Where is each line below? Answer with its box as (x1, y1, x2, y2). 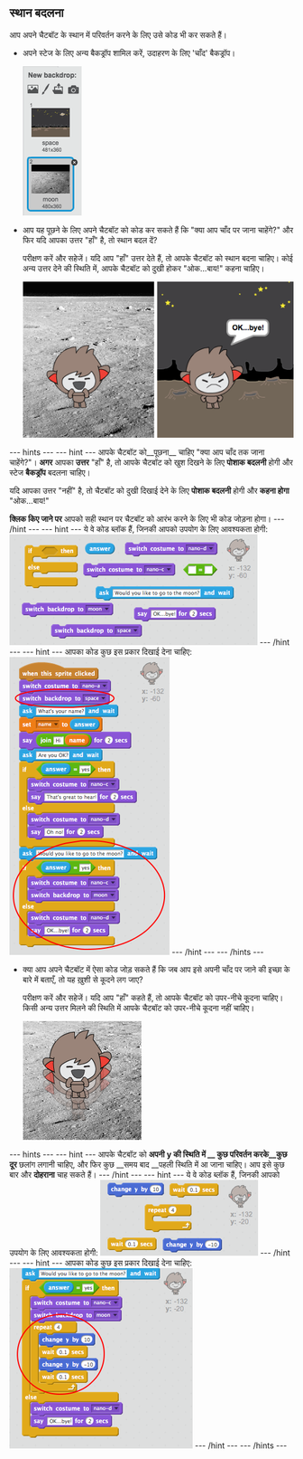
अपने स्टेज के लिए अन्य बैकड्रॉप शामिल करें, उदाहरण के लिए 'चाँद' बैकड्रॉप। (22, 47, 236, 58)
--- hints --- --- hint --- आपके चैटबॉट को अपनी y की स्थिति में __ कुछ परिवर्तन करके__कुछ (9, 1149, 288, 1160)
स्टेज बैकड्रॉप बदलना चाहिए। (9, 467, 91, 478)
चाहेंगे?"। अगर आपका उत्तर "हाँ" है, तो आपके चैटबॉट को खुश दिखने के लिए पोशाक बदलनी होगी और (9, 457, 293, 468)
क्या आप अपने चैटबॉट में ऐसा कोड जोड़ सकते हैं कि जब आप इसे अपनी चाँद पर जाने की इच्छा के (22, 963, 290, 974)
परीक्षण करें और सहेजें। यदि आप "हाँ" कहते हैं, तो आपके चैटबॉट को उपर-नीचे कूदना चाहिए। (22, 992, 284, 1003)
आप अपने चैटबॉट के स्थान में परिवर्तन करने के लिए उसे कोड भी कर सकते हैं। (9, 29, 227, 40)
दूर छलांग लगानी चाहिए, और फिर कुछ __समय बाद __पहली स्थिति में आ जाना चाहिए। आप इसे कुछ (9, 1159, 286, 1170)
